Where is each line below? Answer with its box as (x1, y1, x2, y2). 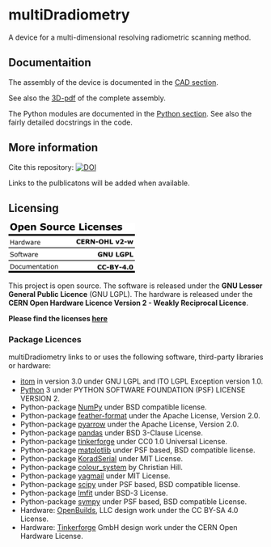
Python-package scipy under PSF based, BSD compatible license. (19, 480, 240, 490)
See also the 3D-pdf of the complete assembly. (8, 93, 166, 103)
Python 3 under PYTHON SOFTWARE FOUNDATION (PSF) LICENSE (19, 385, 246, 395)
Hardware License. (19, 532, 83, 541)
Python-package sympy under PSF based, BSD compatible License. (19, 497, 248, 507)
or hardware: (8, 361, 51, 371)
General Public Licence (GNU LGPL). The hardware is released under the (8, 290, 253, 299)
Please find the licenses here (8, 314, 108, 324)
